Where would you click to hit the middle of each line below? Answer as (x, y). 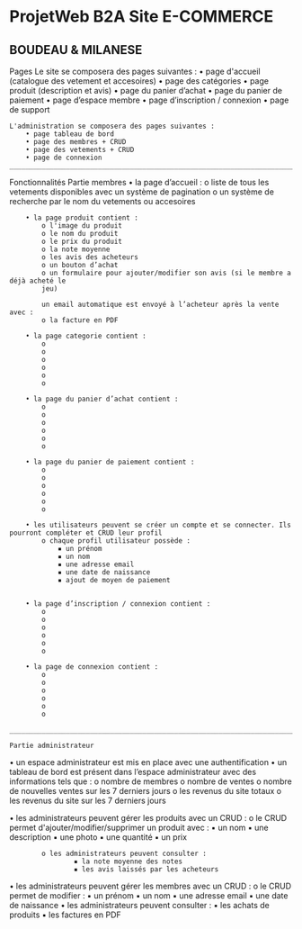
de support (30, 109)
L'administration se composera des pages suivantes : (112, 126)
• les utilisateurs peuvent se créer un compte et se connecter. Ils (159, 525)
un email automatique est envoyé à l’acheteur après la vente (160, 304)
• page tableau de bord (70, 134)
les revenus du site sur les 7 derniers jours (88, 800)
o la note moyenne (76, 249)
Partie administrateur (52, 745)
